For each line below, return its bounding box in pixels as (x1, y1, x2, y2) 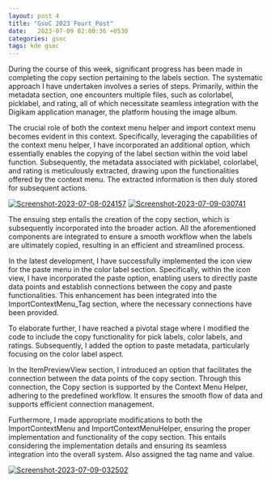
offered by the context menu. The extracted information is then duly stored (8, 175, 258, 185)
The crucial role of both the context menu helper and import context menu (8, 123, 256, 133)
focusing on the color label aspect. (8, 349, 124, 359)
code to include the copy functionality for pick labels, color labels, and (8, 332, 243, 342)
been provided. (8, 308, 59, 318)
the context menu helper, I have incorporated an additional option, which (8, 140, 251, 150)
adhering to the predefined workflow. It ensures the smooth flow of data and (8, 390, 263, 401)
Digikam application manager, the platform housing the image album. (8, 107, 238, 117)
